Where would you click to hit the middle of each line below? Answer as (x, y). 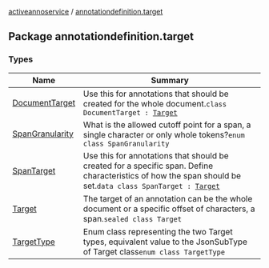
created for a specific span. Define (148, 166)
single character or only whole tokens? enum (164, 134)
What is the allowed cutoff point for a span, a (167, 125)
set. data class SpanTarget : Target (151, 186)
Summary (170, 80)
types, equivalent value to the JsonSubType (165, 242)
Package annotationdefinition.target (101, 36)
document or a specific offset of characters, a (169, 209)
